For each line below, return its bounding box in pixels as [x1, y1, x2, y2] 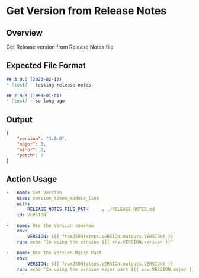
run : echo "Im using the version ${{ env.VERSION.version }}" [17, 239, 174, 245]
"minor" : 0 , [17, 146, 46, 152]
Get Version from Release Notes [6, 4, 167, 18]
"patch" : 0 [17, 152, 44, 158]
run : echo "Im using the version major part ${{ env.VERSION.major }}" [17, 266, 197, 272]
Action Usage [6, 174, 57, 184]
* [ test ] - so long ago [6, 98, 65, 104]
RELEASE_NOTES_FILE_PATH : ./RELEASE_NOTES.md [27, 206, 155, 212]
